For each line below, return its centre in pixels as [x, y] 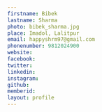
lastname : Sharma [32, 20]
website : [20, 53]
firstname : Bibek [32, 14]
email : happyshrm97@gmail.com [51, 40]
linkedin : [22, 72]
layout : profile [31, 98]
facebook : [22, 59]
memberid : [22, 91]
